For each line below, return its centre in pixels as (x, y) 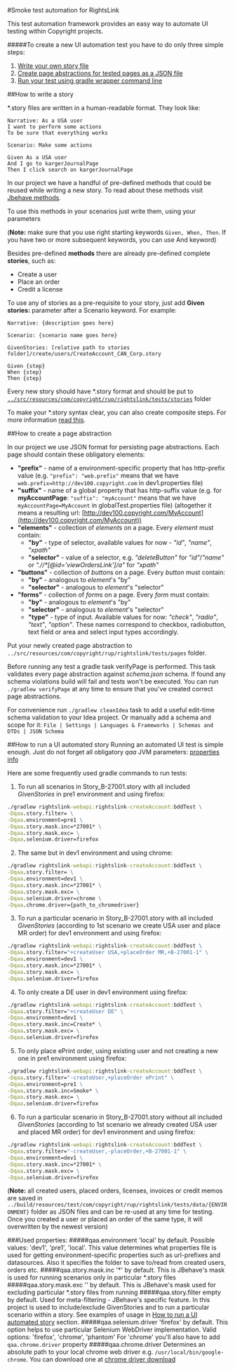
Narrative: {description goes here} (61, 323)
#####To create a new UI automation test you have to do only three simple (115, 45)
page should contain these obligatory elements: (76, 454)
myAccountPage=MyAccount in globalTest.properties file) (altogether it (114, 505)
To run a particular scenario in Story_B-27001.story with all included (115, 918)
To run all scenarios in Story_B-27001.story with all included (104, 787)
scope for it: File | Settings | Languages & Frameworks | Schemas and (110, 725)
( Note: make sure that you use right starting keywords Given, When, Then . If (117, 232)
